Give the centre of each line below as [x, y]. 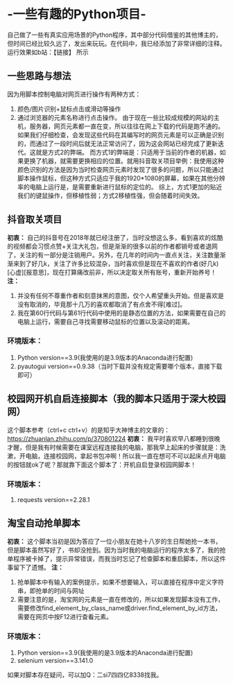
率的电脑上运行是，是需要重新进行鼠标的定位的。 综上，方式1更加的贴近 [120, 187]
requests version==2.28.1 [53, 499]
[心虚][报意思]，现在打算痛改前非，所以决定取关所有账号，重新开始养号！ [112, 272]
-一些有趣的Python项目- [77, 14]
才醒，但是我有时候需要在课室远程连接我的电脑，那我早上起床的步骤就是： [113, 447]
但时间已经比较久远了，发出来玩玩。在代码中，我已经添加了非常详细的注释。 [116, 43]
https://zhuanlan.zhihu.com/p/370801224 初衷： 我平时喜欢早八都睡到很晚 [114, 438]
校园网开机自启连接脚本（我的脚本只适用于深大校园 [116, 399]
